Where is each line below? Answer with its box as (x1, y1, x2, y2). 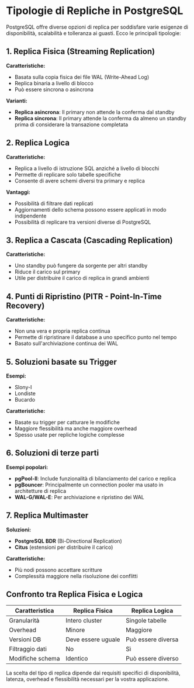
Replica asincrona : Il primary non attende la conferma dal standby (14, 108, 175, 115)
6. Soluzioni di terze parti (6, 448, 99, 458)
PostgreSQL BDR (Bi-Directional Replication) (14, 537, 123, 544)
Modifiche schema (9, 655, 60, 663)
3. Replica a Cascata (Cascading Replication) (6, 235, 174, 245)
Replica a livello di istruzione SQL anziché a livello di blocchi (14, 165, 160, 172)
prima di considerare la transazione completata (14, 121, 129, 128)
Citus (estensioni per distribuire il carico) (14, 544, 113, 551)
